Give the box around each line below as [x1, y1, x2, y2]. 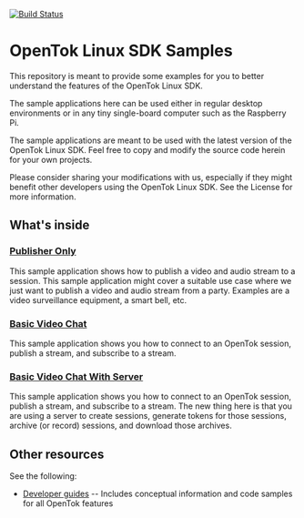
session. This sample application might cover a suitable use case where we [9, 275, 292, 286]
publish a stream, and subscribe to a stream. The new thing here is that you [9, 401, 293, 411]
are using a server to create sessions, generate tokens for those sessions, [9, 411, 287, 422]
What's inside [9, 218, 90, 233]
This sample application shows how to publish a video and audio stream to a [9, 265, 296, 277]
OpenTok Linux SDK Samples [9, 41, 234, 61]
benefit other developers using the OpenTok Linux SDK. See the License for [9, 181, 293, 192]
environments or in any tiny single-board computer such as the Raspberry [9, 107, 287, 118]
